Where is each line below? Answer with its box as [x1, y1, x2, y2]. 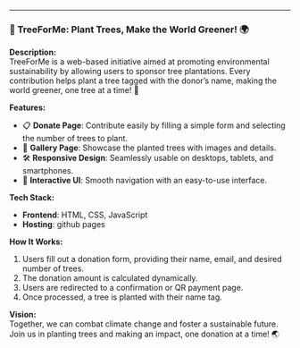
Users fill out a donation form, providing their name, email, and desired [21, 254, 283, 265]
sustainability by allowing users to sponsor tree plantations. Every [9, 66, 251, 77]
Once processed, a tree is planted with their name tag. [21, 292, 223, 302]
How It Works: [9, 236, 63, 247]
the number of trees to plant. [21, 133, 128, 144]
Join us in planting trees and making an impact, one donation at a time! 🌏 [9, 328, 279, 340]
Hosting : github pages [21, 219, 105, 230]
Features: [9, 102, 46, 113]
